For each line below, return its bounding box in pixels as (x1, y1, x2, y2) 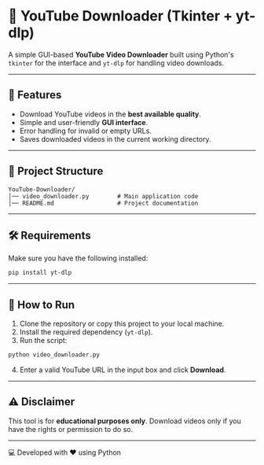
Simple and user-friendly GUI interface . (19, 117, 148, 127)
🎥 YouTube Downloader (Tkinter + (8, 7, 233, 25)
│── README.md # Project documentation (8, 199, 199, 207)
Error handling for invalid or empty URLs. (19, 126, 152, 135)
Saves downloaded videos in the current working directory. (19, 134, 211, 144)
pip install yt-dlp (8, 269, 72, 277)
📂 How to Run (8, 298, 75, 312)
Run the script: (19, 336, 68, 345)
